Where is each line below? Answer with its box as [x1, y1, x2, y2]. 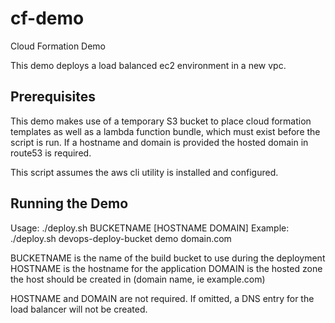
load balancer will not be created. [10, 303, 148, 315]
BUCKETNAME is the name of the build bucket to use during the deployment [10, 252, 326, 264]
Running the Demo [10, 195, 129, 212]
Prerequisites [10, 88, 96, 106]
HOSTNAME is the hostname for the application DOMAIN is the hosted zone [10, 262, 323, 274]
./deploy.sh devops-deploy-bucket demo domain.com [10, 232, 232, 244]
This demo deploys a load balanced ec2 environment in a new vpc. [10, 59, 287, 71]
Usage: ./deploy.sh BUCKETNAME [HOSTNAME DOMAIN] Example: [10, 222, 290, 234]
